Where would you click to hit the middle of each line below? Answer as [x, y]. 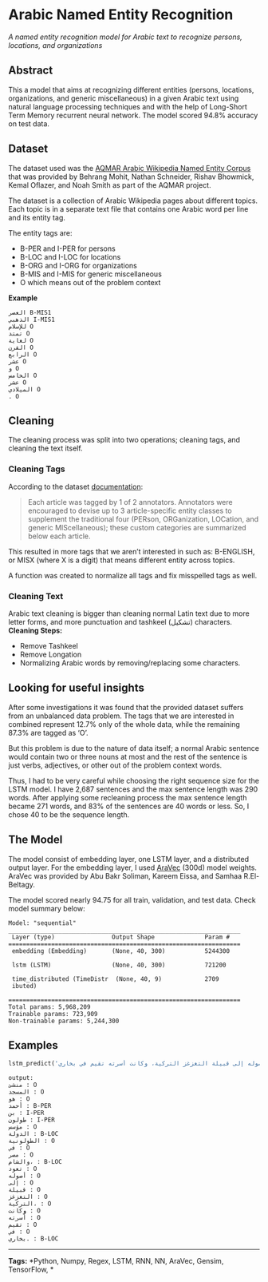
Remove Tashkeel [49, 645]
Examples [33, 1045]
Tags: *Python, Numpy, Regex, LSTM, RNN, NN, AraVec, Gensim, [116, 1261]
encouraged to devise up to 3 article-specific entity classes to [130, 510]
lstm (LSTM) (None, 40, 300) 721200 [119, 965]
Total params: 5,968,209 [49, 1007]
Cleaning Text [36, 596]
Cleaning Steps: [35, 630]
